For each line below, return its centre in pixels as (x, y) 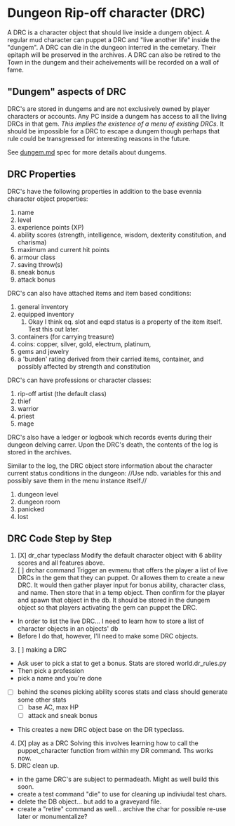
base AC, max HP (53, 707)
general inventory (43, 306)
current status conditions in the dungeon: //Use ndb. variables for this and (114, 473)
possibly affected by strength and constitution (84, 366)
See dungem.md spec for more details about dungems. (87, 152)
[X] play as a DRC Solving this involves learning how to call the (108, 743)
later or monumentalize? (52, 816)
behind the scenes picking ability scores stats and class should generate (122, 692)
